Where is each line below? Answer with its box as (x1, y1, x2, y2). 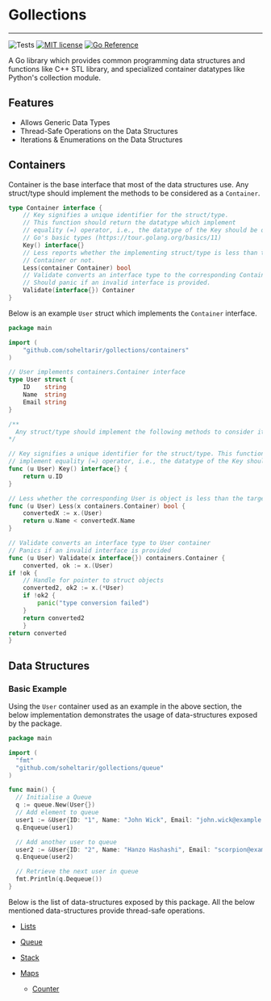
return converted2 (23, 614, 85, 622)
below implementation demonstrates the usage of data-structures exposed (8, 710, 258, 719)
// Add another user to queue (15, 838, 117, 846)
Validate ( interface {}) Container (23, 287, 135, 295)
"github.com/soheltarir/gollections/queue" (15, 764, 164, 772)
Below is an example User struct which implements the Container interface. (8, 308, 258, 318)
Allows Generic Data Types (19, 117, 110, 127)
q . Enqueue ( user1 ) (15, 823, 74, 831)
